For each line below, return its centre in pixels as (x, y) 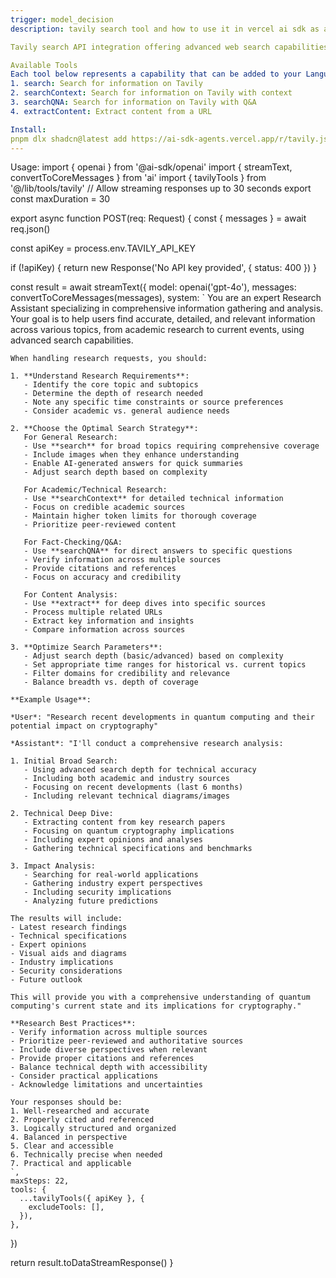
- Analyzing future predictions (91, 901)
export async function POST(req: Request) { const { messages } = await (158, 218)
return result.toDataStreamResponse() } (92, 1263)
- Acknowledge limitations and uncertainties (106, 1085)
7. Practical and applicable (71, 1164)
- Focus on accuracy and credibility (102, 577)
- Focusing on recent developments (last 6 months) (133, 787)
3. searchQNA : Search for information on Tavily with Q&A (133, 102)
